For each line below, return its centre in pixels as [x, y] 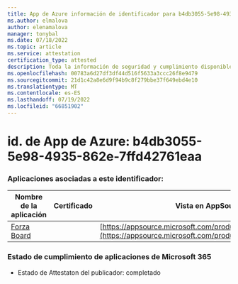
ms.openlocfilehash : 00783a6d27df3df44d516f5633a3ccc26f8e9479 [103, 73]
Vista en [189, 206]
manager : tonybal [33, 34]
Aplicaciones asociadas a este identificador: [86, 178]
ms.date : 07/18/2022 [38, 40]
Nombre [29, 197]
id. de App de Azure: [69, 142]
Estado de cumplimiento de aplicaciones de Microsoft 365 [109, 257]
